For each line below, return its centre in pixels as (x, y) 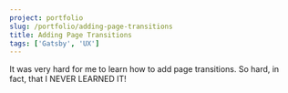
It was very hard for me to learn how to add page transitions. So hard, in (144, 69)
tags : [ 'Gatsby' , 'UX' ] (55, 43)
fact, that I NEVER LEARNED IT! (68, 79)
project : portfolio (46, 18)
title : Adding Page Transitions (71, 35)
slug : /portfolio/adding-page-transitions (91, 26)
